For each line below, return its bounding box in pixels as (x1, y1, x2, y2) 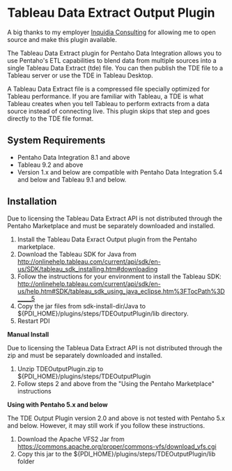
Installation (7, 195, 57, 207)
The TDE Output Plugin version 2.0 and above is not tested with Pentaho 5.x (7, 414, 225, 422)
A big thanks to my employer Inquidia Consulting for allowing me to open (7, 28, 216, 36)
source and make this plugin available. (7, 35, 117, 43)
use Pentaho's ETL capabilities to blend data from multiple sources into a (7, 56, 217, 64)
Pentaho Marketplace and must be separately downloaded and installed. (7, 221, 215, 230)
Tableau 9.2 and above (17, 160, 84, 169)
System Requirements (7, 135, 106, 147)
